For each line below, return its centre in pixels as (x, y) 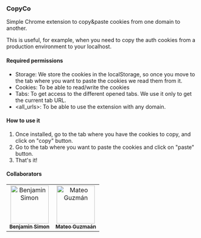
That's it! (26, 160)
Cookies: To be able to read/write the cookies (72, 87)
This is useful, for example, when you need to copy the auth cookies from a (101, 40)
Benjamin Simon (30, 226)
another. (17, 28)
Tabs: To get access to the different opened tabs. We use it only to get (103, 93)
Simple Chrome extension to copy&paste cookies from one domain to (93, 22)
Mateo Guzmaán (76, 226)
